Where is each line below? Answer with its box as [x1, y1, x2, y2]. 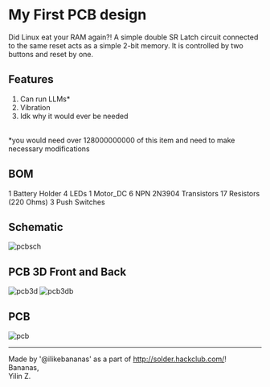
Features [8, 72, 54, 86]
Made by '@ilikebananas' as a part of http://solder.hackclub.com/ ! [8, 354, 227, 364]
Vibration [19, 102, 51, 112]
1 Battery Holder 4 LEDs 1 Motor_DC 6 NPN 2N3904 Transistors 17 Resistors [8, 188, 260, 198]
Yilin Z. [8, 372, 31, 381]
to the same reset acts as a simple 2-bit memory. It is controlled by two [8, 40, 243, 50]
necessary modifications [8, 143, 90, 154]
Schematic [8, 220, 63, 234]
